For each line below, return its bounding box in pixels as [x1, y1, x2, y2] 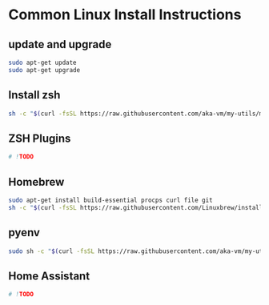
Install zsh [8, 88, 61, 102]
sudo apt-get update [8, 58, 78, 66]
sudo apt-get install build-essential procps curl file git [8, 196, 214, 204]
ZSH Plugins [8, 131, 71, 145]
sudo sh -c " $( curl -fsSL [8, 247, 94, 255]
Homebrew [8, 175, 65, 189]
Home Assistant [8, 269, 90, 283]
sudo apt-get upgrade [8, 66, 81, 74]
